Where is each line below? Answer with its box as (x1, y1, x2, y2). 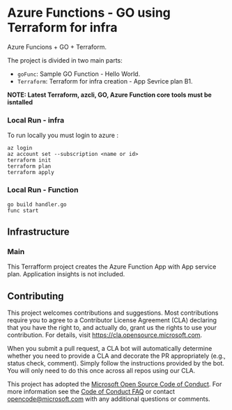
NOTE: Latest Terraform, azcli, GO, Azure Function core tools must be (7, 90, 212, 99)
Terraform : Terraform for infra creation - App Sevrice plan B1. (17, 77, 193, 85)
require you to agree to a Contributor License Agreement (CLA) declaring (7, 316, 217, 324)
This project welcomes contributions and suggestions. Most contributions (7, 308, 219, 317)
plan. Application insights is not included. (7, 270, 125, 278)
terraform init (7, 157, 52, 164)
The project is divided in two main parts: (7, 56, 123, 64)
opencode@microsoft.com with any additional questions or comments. (7, 395, 210, 403)
